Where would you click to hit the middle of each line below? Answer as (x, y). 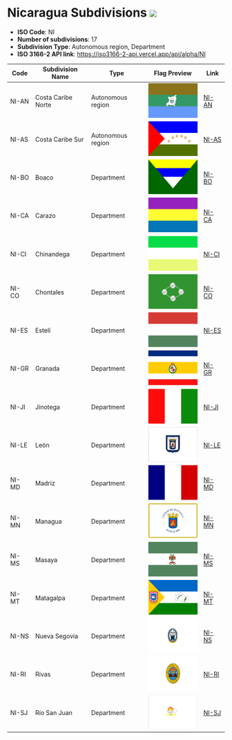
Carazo (46, 215)
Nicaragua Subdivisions (77, 13)
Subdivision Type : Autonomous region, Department (91, 46)
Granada (48, 369)
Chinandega (53, 254)
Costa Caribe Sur (60, 139)
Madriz (45, 484)
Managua (49, 522)
